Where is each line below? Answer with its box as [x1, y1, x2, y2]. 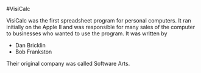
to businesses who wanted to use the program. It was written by [6, 30, 167, 37]
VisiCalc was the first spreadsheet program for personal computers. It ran [6, 17, 192, 24]
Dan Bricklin [15, 42, 46, 49]
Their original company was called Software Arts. [6, 60, 130, 67]
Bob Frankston [15, 48, 52, 55]
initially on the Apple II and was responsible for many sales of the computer [6, 24, 196, 30]
